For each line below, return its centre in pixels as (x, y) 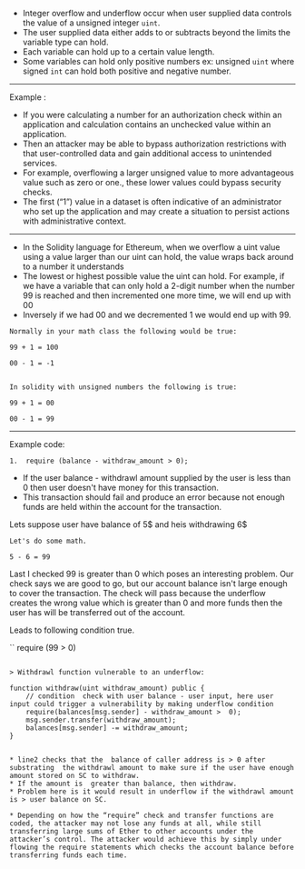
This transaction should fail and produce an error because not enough (154, 497)
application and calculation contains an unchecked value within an (147, 125)
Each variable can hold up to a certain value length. (118, 52)
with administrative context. (74, 221)
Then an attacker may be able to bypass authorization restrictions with (154, 144)
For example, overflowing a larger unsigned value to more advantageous (158, 173)
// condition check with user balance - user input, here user (150, 696)
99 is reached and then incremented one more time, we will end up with (157, 295)
